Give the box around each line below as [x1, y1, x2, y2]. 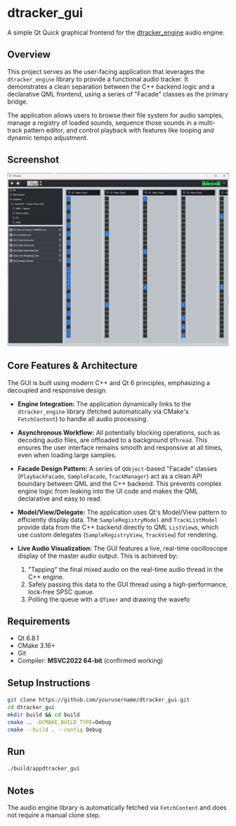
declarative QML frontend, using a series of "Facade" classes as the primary [7, 89, 229, 98]
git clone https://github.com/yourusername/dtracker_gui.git [7, 696, 190, 703]
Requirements [7, 615, 70, 627]
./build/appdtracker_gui [7, 765, 80, 772]
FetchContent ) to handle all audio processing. [17, 414, 149, 423]
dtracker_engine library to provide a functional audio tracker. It [7, 75, 188, 83]
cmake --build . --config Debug [7, 726, 102, 733]
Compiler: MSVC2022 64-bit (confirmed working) [17, 656, 164, 665]
